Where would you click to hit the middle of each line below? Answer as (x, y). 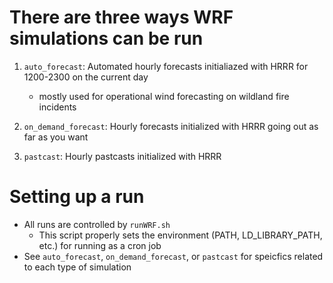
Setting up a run (77, 197)
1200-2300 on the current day (86, 77)
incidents (57, 107)
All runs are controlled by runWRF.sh (97, 224)
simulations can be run (106, 38)
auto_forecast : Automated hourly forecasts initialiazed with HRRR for (166, 66)
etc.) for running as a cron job (100, 245)
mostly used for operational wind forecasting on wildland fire (164, 96)
